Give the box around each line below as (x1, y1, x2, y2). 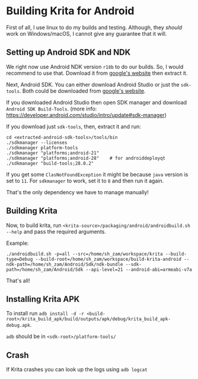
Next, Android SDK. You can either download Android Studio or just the (6, 81, 180, 88)
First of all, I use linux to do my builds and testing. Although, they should (6, 24, 183, 31)
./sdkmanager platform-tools (6, 144, 78, 151)
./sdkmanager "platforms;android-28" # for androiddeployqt (6, 155, 166, 161)
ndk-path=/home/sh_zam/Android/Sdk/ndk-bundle (6, 261, 123, 267)
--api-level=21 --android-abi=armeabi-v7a (85, 266, 193, 273)
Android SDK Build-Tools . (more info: (6, 105, 97, 112)
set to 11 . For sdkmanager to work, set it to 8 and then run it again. (6, 177, 164, 184)
